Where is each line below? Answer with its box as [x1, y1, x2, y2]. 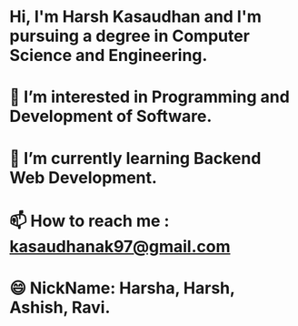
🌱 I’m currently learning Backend [9, 148, 262, 168]
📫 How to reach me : [9, 210, 170, 231]
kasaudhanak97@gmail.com [9, 236, 231, 257]
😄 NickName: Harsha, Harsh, [9, 278, 235, 298]
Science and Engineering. [9, 46, 208, 66]
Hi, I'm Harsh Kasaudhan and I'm [9, 6, 262, 27]
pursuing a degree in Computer [9, 25, 250, 46]
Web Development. [9, 167, 157, 188]
